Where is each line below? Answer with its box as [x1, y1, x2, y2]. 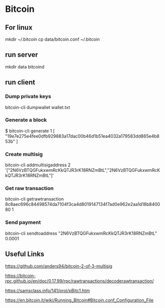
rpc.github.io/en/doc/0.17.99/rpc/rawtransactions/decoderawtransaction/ [5, 278, 154, 284]
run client [5, 78, 36, 87]
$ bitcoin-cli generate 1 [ [5, 128, 55, 134]
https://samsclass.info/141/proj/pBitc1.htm [5, 287, 90, 293]
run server [5, 51, 39, 59]
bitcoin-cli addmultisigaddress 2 [5, 162, 71, 168]
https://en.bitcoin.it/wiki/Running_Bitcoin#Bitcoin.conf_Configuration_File [5, 297, 154, 303]
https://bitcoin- [5, 272, 36, 278]
